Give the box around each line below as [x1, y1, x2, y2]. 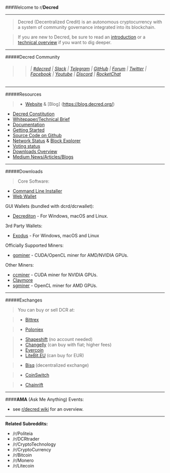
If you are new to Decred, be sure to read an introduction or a [17, 34, 146, 40]
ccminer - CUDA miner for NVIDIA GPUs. [12, 272, 98, 278]
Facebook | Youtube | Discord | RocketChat [30, 71, 121, 77]
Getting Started [12, 127, 45, 133]
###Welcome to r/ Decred [5, 5, 59, 10]
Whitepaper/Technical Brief [12, 116, 70, 122]
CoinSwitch [25, 372, 50, 378]
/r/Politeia [12, 431, 33, 437]
